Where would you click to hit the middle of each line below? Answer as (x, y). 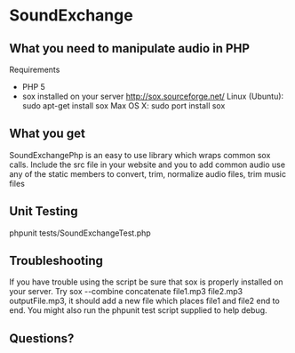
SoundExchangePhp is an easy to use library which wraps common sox (140, 155)
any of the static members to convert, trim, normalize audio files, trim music (148, 173)
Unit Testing (44, 211)
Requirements (35, 69)
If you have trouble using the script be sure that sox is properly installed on (146, 282)
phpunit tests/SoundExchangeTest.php (80, 233)
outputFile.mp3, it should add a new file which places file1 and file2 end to (144, 301)
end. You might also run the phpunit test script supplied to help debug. (138, 310)
